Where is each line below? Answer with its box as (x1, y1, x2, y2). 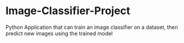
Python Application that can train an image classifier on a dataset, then (5, 24, 178, 31)
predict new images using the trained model (5, 29, 113, 37)
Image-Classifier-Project (5, 4, 131, 18)
